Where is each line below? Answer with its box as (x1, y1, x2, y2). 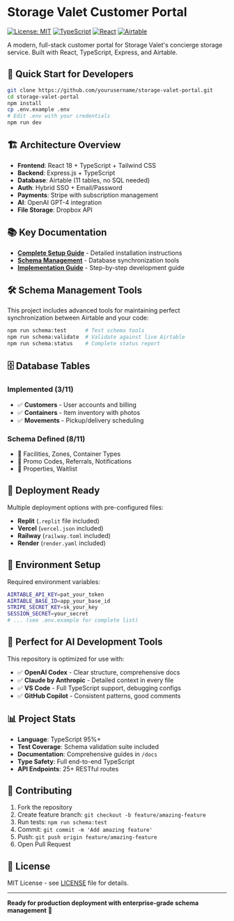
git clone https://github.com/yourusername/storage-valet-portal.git (7, 86, 214, 94)
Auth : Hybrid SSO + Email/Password (17, 183, 123, 191)
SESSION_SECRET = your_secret (7, 611, 89, 617)
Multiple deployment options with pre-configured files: (7, 503, 164, 512)
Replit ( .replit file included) (17, 517, 100, 525)
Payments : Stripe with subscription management (17, 191, 159, 199)
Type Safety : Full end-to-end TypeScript (17, 757, 135, 766)
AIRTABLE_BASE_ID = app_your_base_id (7, 597, 111, 604)
